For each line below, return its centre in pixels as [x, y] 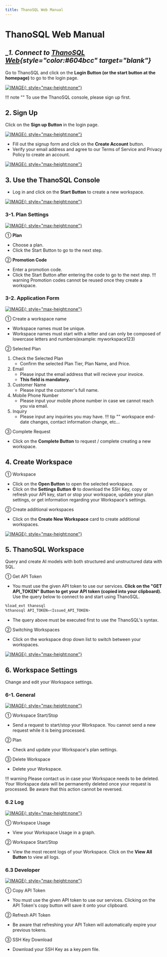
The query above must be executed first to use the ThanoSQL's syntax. [85, 620]
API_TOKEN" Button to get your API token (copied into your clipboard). [87, 592]
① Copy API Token [25, 890]
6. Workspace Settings [41, 670]
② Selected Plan [23, 348]
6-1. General [20, 695]
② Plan [13, 740]
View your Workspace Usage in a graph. [54, 832]
